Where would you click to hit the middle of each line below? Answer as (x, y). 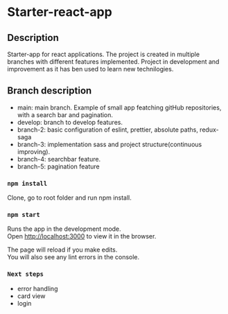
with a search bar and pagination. (65, 114)
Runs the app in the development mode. (64, 229)
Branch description (50, 91)
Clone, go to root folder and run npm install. (69, 198)
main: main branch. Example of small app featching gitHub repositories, (119, 107)
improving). (34, 151)
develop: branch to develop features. (70, 122)
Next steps (25, 274)
